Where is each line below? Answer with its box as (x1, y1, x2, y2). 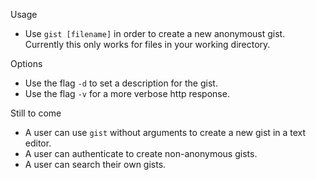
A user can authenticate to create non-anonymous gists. (24, 148, 258, 159)
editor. (24, 137, 52, 149)
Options (10, 58, 43, 69)
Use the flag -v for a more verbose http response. (24, 88, 230, 99)
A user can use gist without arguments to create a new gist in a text (24, 127, 307, 138)
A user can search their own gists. (24, 159, 167, 170)
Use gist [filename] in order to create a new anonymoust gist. (24, 28, 286, 39)
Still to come (10, 107, 62, 119)
